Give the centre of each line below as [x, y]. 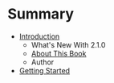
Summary [41, 14]
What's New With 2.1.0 [68, 44]
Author [43, 62]
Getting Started [44, 70]
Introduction [39, 36]
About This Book [59, 53]
